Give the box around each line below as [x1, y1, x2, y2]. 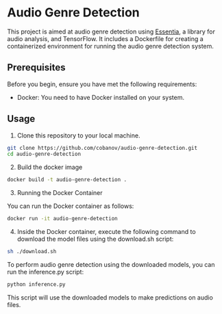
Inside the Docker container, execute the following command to [16, 228, 197, 236]
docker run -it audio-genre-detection [7, 215, 118, 222]
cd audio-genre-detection [7, 151, 81, 158]
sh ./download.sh [7, 248, 57, 255]
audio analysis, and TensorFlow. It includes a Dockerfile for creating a [7, 34, 203, 42]
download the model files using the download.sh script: [16, 235, 174, 244]
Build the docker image [16, 163, 83, 172]
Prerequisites [7, 62, 66, 73]
